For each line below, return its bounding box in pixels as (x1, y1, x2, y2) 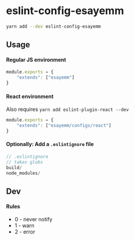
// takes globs (6, 159, 43, 165)
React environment (6, 93, 54, 100)
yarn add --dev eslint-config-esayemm (6, 23, 101, 29)
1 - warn (14, 222, 35, 229)
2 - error (14, 228, 36, 235)
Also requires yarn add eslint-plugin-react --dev (6, 106, 129, 113)
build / (6, 164, 22, 171)
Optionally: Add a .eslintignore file (6, 141, 94, 148)
